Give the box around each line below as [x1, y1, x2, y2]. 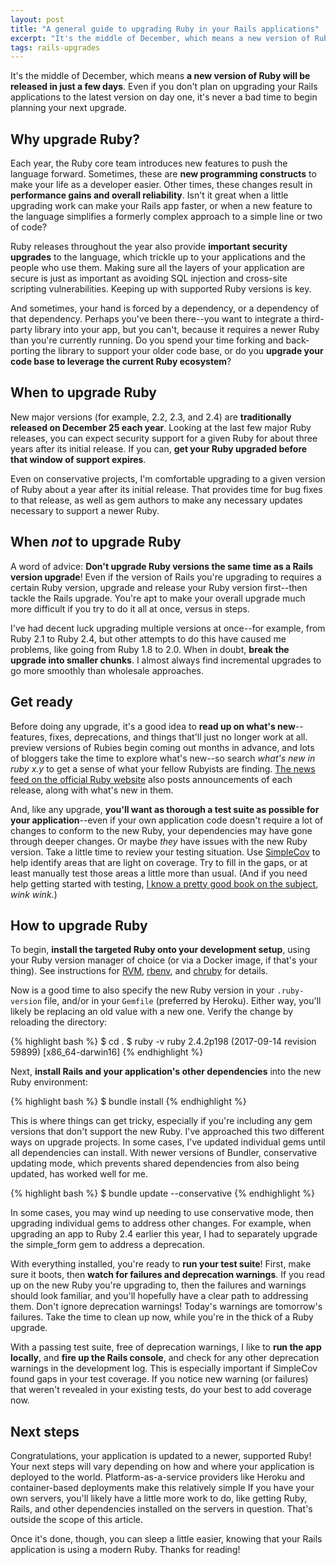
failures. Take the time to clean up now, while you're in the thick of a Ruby [10, 1311, 314, 1323]
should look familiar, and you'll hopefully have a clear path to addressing [10, 1290, 309, 1302]
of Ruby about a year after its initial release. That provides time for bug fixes [10, 483, 323, 495]
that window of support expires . [10, 453, 147, 465]
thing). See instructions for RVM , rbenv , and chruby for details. [10, 965, 268, 977]
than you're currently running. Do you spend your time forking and [10, 334, 284, 346]
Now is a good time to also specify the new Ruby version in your [10, 984, 275, 996]
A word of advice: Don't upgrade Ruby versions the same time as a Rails [10, 560, 314, 572]
